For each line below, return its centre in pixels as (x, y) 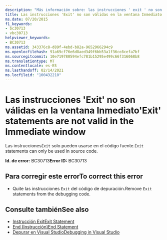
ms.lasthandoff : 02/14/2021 (34, 71)
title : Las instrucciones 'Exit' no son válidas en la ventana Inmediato (84, 15)
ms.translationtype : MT (30, 61)
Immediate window (45, 132)
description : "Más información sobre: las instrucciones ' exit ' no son (84, 10)
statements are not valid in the (69, 121)
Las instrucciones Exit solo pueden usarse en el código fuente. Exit (74, 145)
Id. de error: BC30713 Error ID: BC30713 (46, 160)
